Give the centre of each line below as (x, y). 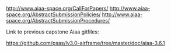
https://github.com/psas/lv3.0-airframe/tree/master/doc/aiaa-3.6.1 (85, 43)
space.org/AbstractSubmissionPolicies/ (53, 14)
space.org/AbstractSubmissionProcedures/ (58, 21)
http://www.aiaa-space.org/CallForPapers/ (57, 8)
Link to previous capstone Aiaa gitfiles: (53, 32)
